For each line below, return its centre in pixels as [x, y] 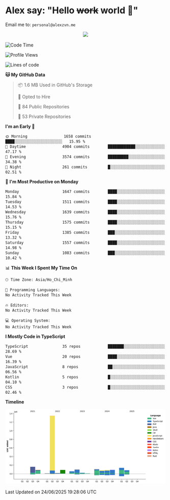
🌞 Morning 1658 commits [48, 136]
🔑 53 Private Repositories [44, 116]
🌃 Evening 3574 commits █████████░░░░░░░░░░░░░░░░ [85, 157]
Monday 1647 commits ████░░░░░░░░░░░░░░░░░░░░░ [85, 192]
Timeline [15, 402]
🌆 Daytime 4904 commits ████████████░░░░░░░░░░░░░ [85, 147]
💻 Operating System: [28, 320]
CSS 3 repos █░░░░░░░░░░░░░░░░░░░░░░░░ [85, 387]
